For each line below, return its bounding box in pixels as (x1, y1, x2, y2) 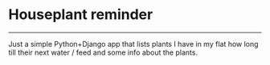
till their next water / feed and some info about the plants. (8, 48, 198, 57)
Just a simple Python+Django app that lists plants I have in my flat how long (8, 39, 259, 48)
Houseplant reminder (8, 6, 153, 24)
